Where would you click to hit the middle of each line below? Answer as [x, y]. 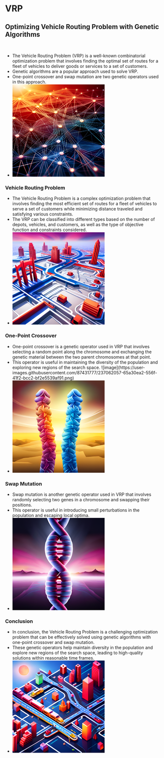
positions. [22, 505]
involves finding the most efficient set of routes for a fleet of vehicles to [84, 204]
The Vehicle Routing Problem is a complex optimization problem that [81, 198]
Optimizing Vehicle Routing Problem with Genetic [82, 27]
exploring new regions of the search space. [56, 367]
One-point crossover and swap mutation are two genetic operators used [85, 76]
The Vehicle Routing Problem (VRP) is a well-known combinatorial [79, 56]
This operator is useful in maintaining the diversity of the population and [85, 362]
